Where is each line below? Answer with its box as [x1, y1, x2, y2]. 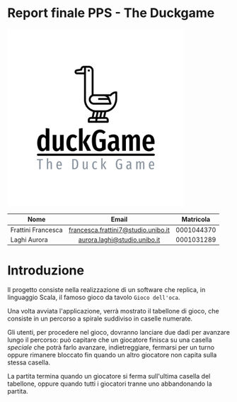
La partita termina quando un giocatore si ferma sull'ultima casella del [7, 372, 211, 381]
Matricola [181, 215, 211, 224]
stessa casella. [7, 358, 51, 367]
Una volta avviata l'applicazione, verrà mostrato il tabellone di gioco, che [7, 307, 219, 316]
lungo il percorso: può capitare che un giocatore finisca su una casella [7, 335, 212, 345]
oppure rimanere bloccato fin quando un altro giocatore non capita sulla [7, 351, 217, 359]
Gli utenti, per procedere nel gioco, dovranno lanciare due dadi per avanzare [7, 328, 230, 337]
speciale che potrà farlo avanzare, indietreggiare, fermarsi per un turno [7, 343, 214, 352]
